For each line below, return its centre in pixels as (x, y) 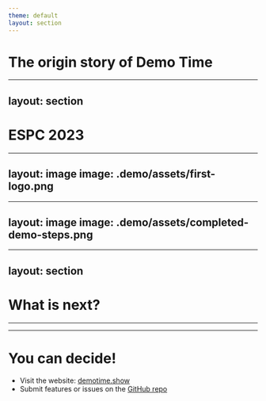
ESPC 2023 (46, 135)
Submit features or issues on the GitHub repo (93, 388)
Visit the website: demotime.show (75, 380)
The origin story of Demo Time (110, 62)
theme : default (33, 15)
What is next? (54, 305)
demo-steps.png (51, 235)
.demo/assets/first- (166, 174)
